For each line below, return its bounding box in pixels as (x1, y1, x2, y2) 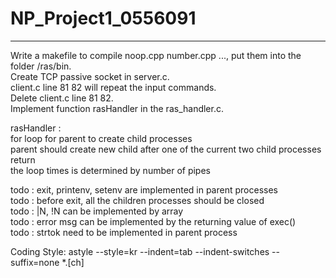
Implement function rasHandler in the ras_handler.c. (10, 102, 224, 114)
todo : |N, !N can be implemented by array (10, 205, 184, 217)
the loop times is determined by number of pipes (10, 164, 211, 176)
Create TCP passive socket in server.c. (10, 70, 170, 82)
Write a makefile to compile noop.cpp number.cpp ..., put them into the (10, 49, 302, 61)
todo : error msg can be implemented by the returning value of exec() (10, 215, 297, 227)
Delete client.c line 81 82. (10, 92, 114, 104)
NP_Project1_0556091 (10, 7, 197, 30)
